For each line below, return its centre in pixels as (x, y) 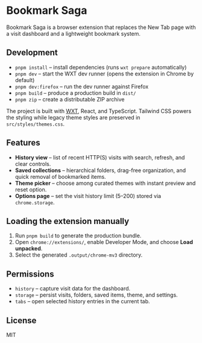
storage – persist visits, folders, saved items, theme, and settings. (96, 295)
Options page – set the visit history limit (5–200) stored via (88, 196)
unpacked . (29, 249)
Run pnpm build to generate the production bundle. (78, 236)
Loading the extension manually (68, 221)
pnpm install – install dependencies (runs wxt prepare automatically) (101, 67)
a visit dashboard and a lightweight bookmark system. (73, 33)
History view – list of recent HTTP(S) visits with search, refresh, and (100, 157)
